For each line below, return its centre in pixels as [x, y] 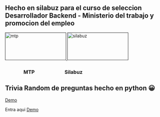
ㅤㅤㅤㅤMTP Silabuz [44, 72]
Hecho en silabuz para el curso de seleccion [74, 8]
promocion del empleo [40, 23]
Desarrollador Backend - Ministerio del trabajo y [80, 16]
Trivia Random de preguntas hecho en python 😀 [80, 88]
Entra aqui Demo [22, 109]
